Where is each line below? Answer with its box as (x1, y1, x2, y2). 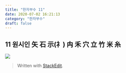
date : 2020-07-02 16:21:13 (5, 12, 60, 17)
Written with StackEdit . (17, 63, 64, 69)
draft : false (5, 21, 32, 26)
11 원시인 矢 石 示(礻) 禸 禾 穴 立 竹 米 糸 (5, 40, 121, 49)
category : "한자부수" (5, 16, 45, 21)
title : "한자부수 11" (5, 7, 45, 12)
